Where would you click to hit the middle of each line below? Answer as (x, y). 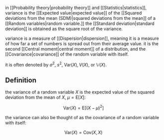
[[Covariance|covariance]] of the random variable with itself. (67, 54)
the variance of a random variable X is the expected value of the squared (80, 92)
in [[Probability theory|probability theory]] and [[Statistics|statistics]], (76, 8)
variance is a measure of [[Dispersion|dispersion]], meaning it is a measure (82, 38)
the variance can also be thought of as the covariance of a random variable (82, 118)
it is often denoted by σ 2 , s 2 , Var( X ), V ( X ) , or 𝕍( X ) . (56, 64)
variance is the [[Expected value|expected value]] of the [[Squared (74, 13)
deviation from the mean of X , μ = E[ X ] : (45, 97)
